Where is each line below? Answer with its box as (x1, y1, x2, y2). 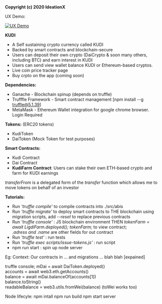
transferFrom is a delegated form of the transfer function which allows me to (5, 179, 158, 185)
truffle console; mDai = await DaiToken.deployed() (5, 264, 105, 269)
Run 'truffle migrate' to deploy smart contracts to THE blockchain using (12, 208, 154, 214)
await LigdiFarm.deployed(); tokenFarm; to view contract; (12, 224, 127, 230)
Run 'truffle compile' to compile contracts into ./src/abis (12, 204, 123, 209)
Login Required (12, 112, 43, 118)
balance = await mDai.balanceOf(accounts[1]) (5, 274, 97, 279)
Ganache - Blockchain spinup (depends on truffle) (12, 92, 112, 97)
